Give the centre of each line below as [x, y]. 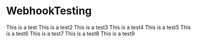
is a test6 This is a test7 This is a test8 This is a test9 [71, 33]
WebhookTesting [49, 11]
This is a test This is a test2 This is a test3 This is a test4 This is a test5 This [99, 27]
